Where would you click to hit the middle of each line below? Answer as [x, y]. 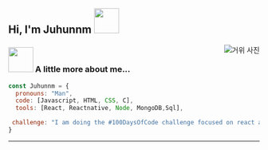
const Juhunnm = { [39, 86]
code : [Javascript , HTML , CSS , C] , [75, 101]
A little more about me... [83, 69]
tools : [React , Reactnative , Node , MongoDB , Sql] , [99, 109]
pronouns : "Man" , [44, 93]
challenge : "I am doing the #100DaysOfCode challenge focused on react [133, 123]
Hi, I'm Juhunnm [50, 30]
